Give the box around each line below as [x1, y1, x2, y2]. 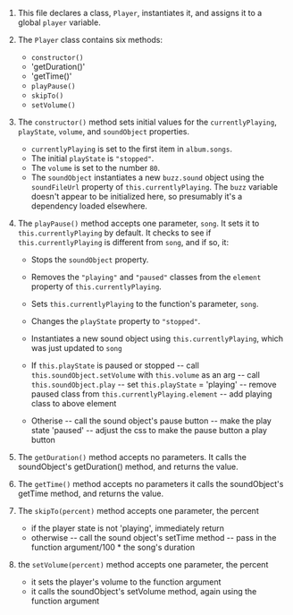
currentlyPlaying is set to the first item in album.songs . [30, 143, 232, 154]
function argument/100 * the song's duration [30, 542, 195, 552]
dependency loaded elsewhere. [30, 201, 147, 211]
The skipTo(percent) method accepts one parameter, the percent [17, 506, 259, 516]
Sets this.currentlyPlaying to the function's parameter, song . [30, 299, 259, 309]
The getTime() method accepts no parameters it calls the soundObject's [17, 479, 284, 489]
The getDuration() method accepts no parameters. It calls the [17, 452, 247, 462]
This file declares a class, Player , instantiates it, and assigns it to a [17, 8, 263, 18]
